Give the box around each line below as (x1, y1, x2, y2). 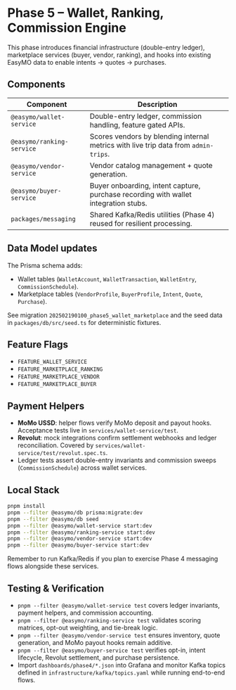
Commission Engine (7, 20, 126, 36)
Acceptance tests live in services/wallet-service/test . (17, 426, 179, 435)
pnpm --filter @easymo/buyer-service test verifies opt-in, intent (17, 646, 206, 654)
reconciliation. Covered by (17, 441, 94, 449)
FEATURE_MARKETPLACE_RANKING (17, 366, 103, 373)
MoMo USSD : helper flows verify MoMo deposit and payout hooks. (17, 419, 212, 427)
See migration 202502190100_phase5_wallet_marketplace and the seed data (7, 311, 223, 319)
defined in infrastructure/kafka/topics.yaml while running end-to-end (17, 668, 225, 677)
